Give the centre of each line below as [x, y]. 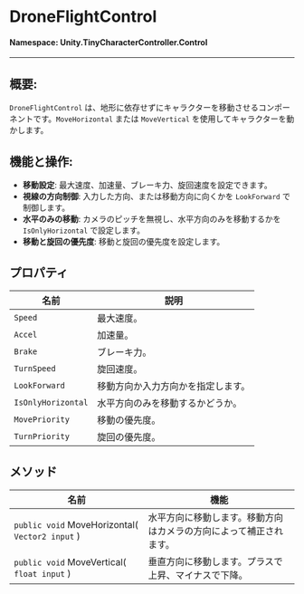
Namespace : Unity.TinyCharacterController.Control [109, 42]
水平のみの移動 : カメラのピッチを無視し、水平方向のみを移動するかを [152, 219]
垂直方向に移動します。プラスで [215, 561]
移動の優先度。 [128, 420]
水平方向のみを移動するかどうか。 [169, 403]
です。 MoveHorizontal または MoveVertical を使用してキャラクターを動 [164, 119]
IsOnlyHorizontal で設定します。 [83, 230]
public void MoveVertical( [70, 561]
